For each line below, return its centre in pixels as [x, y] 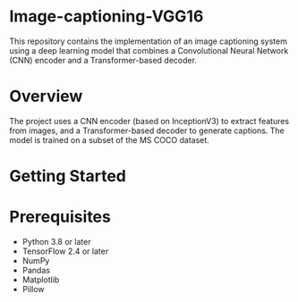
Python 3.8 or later [56, 242]
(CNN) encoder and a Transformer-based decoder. [103, 60]
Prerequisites [60, 217]
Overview [46, 96]
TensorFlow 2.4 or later [65, 251]
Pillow [33, 289]
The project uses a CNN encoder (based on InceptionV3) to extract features [149, 121]
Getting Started [68, 176]
